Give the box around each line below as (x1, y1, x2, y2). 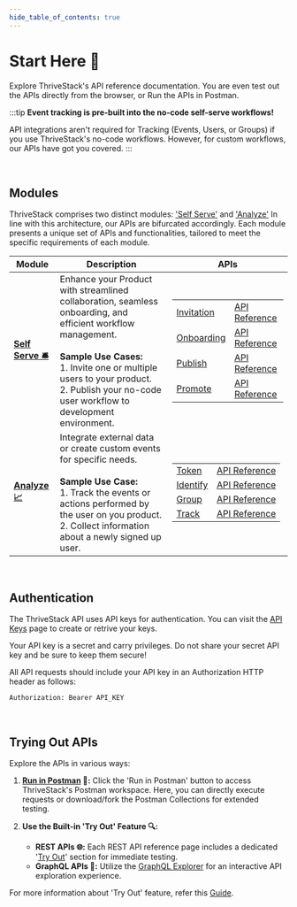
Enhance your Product (59, 273, 153, 286)
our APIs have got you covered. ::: (9, 142, 133, 153)
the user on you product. (59, 509, 162, 521)
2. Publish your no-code (59, 384, 162, 396)
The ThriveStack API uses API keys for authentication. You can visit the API (9, 614, 283, 625)
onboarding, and (59, 306, 128, 319)
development (59, 406, 115, 419)
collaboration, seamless (59, 296, 159, 308)
